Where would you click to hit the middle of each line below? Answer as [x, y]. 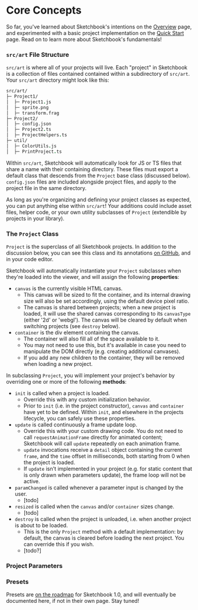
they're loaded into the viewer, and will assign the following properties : [93, 277]
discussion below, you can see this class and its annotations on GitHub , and [98, 253]
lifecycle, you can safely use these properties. [79, 419]
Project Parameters [35, 566]
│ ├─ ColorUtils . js [32, 146]
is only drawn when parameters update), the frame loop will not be [105, 475]
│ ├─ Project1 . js [29, 102]
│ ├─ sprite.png [27, 107]
